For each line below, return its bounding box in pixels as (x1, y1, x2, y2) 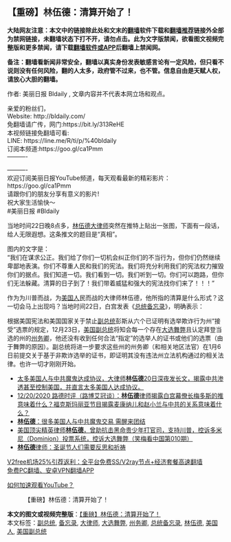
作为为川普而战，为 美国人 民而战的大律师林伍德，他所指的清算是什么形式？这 (7, 293, 224, 302)
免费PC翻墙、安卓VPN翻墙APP (7, 466, 94, 474)
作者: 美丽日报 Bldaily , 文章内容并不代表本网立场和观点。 (7, 89, 169, 98)
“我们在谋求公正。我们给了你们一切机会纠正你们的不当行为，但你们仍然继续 (7, 253, 221, 261)
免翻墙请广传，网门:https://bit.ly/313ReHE (7, 120, 125, 128)
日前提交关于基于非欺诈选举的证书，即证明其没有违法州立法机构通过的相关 (7, 351, 218, 359)
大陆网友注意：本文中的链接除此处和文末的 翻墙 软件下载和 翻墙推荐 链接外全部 (7, 26, 224, 34)
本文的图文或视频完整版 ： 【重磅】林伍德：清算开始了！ (7, 510, 161, 518)
